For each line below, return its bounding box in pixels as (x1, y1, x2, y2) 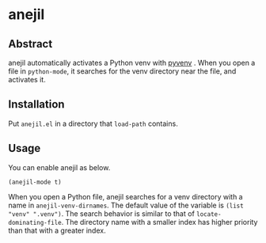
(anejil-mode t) (8, 178, 62, 186)
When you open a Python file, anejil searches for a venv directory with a (8, 192, 243, 201)
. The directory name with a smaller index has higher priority (61, 217, 258, 226)
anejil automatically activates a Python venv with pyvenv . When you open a (8, 58, 256, 67)
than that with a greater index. (8, 226, 106, 235)
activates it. (8, 75, 46, 84)
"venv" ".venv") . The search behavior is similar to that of (8, 208, 196, 218)
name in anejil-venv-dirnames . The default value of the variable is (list (8, 200, 244, 210)
